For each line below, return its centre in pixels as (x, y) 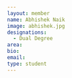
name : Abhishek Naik (36, 20)
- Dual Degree (33, 39)
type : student (27, 64)
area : (15, 45)
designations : (27, 32)
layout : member (29, 13)
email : (16, 58)
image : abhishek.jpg (36, 26)
